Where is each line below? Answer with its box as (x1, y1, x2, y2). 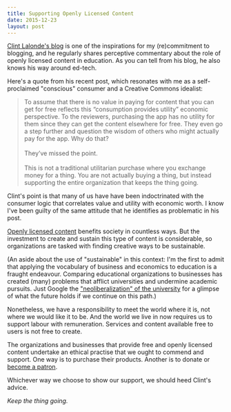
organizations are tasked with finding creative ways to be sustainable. (7, 242, 205, 251)
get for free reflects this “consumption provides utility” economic (23, 105, 209, 114)
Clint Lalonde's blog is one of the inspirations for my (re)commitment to (7, 42, 210, 50)
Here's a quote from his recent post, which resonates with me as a (7, 77, 196, 86)
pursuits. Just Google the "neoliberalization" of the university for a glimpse (7, 284, 219, 293)
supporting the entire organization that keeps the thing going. (23, 179, 199, 187)
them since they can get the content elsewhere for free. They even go (23, 120, 223, 128)
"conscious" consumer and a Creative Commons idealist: (40, 84, 203, 93)
